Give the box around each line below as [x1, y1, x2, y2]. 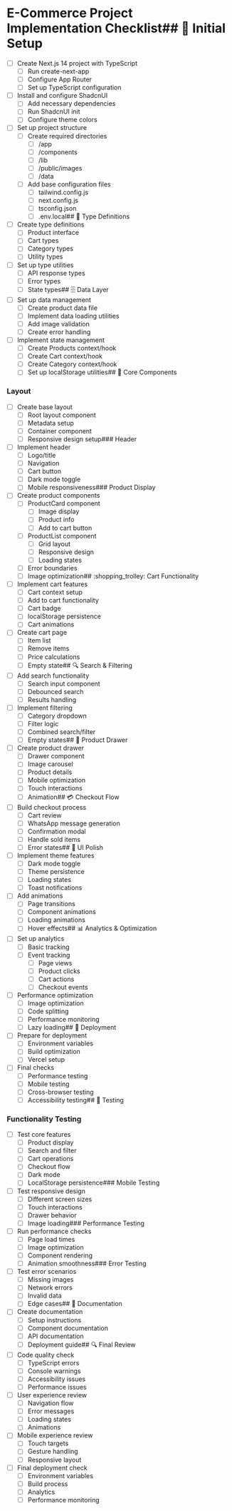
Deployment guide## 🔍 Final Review [27, 1340, 136, 1349]
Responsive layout [27, 1455, 82, 1464]
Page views [38, 958, 73, 967]
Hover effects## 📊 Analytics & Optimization [27, 924, 157, 933]
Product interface [27, 229, 80, 237]
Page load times [27, 1235, 75, 1243]
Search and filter [27, 1146, 77, 1155]
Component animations [27, 908, 97, 916]
